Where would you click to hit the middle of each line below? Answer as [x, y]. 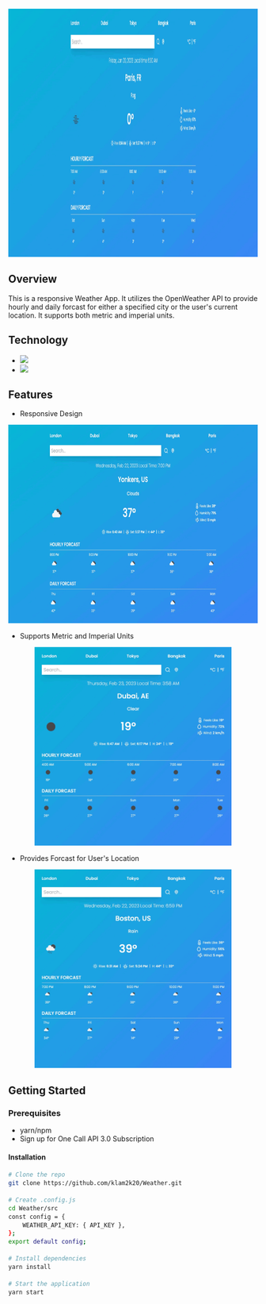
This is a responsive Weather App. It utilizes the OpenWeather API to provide [133, 298]
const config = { [37, 1217]
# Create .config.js [42, 1200]
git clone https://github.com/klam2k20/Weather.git [95, 1183]
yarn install [30, 1267]
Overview [33, 279]
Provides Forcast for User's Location [80, 858]
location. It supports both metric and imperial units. [91, 315]
